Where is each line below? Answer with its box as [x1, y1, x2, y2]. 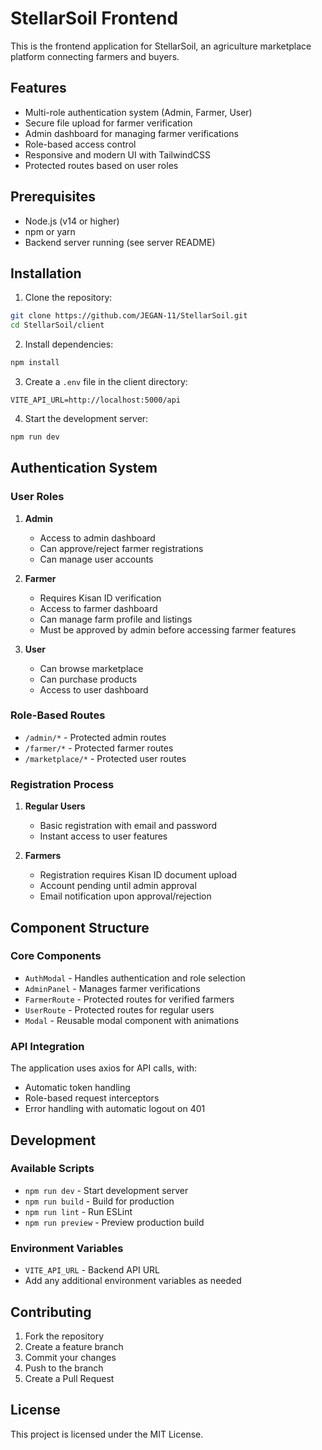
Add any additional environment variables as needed [24, 1275, 242, 1287]
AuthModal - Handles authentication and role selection [24, 972, 246, 984]
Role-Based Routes [10, 708, 106, 722]
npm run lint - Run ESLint [24, 1205, 133, 1217]
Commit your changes [24, 1351, 117, 1363]
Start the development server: [24, 413, 149, 424]
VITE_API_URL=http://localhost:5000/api [10, 395, 182, 405]
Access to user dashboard [39, 683, 149, 696]
